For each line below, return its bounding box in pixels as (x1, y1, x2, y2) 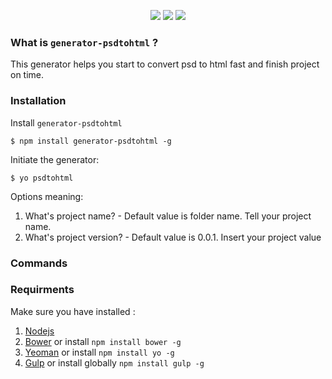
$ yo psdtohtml (10, 173, 74, 183)
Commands (10, 256, 68, 270)
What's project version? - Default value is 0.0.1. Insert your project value (24, 231, 322, 243)
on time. (10, 69, 45, 81)
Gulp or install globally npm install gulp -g (24, 356, 205, 369)
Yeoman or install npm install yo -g (24, 346, 175, 358)
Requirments (10, 283, 75, 297)
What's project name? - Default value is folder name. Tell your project (24, 210, 312, 222)
